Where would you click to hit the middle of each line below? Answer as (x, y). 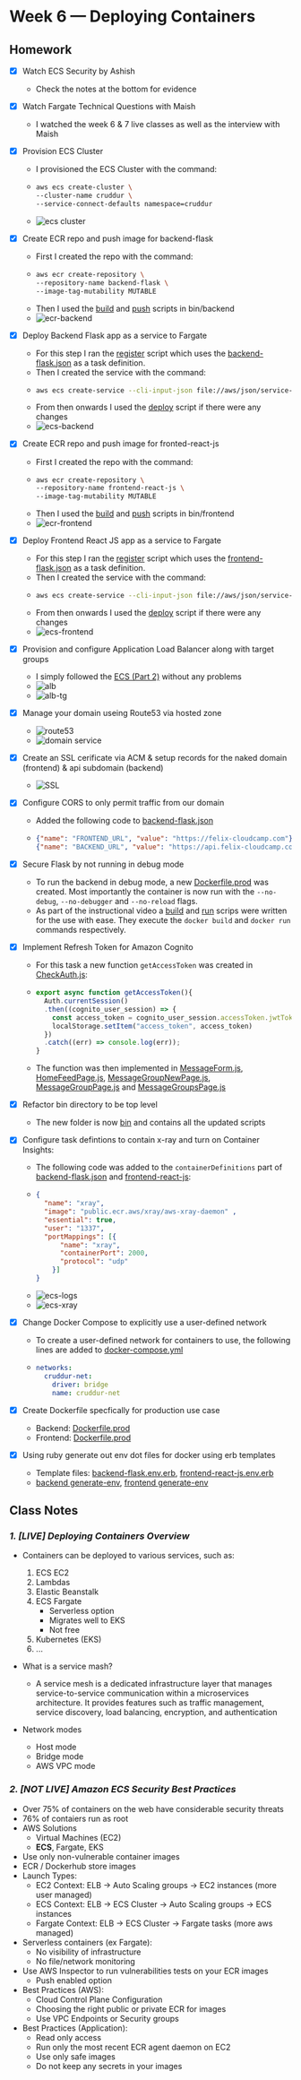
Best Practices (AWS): (63, 1989)
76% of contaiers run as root (75, 1818)
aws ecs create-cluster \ (84, 187)
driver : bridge (81, 1385)
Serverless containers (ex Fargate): (87, 1942)
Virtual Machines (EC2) (78, 1837)
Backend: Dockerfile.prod (83, 1428)
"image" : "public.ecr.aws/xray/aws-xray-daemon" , (140, 1212)
